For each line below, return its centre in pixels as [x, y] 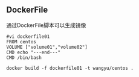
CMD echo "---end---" [34, 52]
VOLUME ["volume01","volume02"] [47, 47]
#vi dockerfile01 [28, 36]
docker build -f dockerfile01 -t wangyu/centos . [70, 68]
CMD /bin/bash [24, 57]
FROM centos [21, 42]
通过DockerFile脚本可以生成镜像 [46, 25]
